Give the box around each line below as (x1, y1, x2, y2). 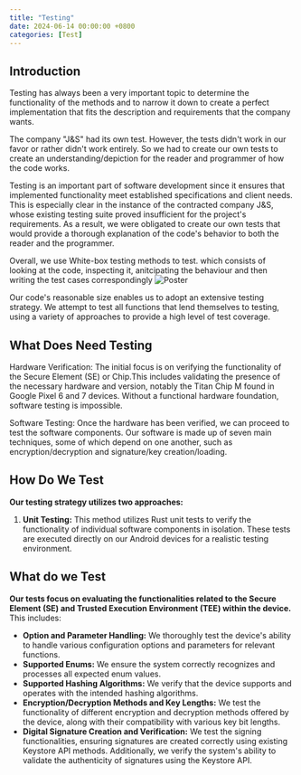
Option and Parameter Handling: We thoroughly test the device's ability (22, 629, 292, 640)
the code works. (9, 163, 71, 174)
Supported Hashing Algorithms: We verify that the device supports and (22, 677, 292, 688)
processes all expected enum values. (22, 668, 161, 679)
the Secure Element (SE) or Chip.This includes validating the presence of (9, 372, 281, 382)
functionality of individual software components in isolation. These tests (22, 524, 291, 534)
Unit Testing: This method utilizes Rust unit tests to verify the (22, 514, 251, 525)
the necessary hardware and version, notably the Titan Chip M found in (9, 381, 275, 392)
